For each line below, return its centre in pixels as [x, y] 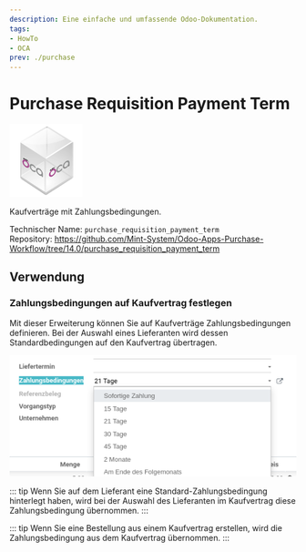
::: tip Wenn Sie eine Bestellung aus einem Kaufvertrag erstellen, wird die [146, 527]
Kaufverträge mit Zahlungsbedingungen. [86, 212]
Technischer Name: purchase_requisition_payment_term [115, 230]
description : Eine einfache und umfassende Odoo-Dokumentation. [134, 19]
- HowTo [24, 38]
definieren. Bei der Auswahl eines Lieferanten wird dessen [119, 332]
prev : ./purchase [42, 58]
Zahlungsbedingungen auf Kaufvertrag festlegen [121, 303]
